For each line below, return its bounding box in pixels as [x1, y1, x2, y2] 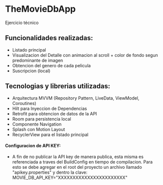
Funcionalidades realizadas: [5, 34, 93, 42]
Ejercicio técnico [5, 20, 39, 26]
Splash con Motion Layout [12, 126, 65, 132]
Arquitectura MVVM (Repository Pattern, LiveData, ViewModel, [12, 95, 139, 101]
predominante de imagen [12, 57, 63, 63]
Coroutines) [12, 100, 37, 106]
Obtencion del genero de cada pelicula [12, 62, 91, 68]
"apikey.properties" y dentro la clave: [12, 169, 87, 175]
